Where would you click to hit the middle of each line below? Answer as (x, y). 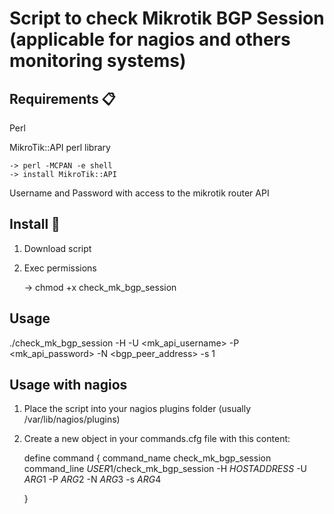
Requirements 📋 (62, 98)
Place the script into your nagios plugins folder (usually (137, 409)
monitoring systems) (98, 61)
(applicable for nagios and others (150, 39)
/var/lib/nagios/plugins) (72, 419)
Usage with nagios (68, 385)
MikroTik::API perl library (60, 147)
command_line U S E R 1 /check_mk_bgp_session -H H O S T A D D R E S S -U (165, 469)
